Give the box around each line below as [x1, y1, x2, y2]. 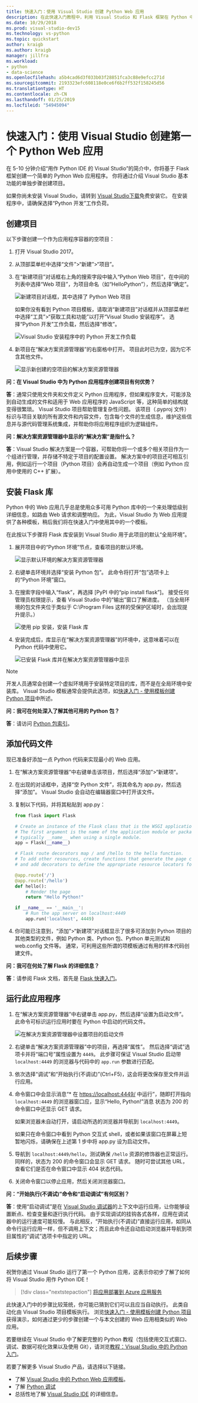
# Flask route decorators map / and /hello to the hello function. [14, 850, 184, 857]
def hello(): [14, 883, 47, 889]
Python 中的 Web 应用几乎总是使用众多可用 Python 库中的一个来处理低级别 [6, 504, 188, 511]
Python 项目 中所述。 [6, 695, 56, 702]
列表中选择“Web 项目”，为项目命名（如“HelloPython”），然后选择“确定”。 [14, 280, 192, 288]
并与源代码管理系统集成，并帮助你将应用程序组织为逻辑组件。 [11, 421, 161, 428]
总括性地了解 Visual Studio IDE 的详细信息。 [14, 1390, 121, 1397]
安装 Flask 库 [6, 486, 54, 497]
